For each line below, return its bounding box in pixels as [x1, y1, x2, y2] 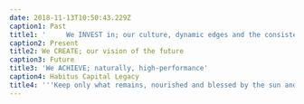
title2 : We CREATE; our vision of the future [9, 47, 184, 56]
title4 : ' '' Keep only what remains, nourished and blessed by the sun [9, 80, 281, 90]
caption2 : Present [9, 38, 79, 48]
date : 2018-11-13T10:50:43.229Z [9, 13, 131, 23]
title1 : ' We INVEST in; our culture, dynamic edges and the [9, 30, 261, 39]
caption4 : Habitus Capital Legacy [9, 72, 140, 81]
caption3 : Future [9, 55, 75, 64]
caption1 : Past [9, 22, 67, 31]
